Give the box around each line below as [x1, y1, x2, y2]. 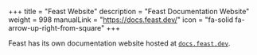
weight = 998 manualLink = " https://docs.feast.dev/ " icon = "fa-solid [8, 15, 234, 24]
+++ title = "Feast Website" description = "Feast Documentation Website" [8, 7, 250, 16]
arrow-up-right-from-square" [8, 24, 105, 32]
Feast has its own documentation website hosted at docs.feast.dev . [8, 38, 231, 48]
